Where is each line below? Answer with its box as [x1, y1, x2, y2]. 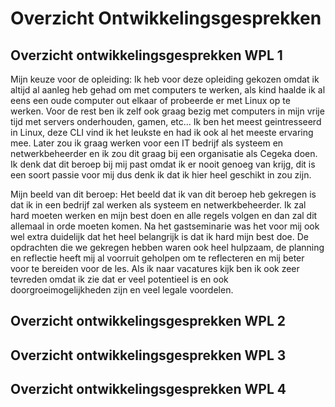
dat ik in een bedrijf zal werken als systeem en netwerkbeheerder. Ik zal [10, 199, 307, 211]
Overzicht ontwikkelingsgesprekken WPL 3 [10, 347, 287, 364]
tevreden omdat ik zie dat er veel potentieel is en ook [10, 273, 229, 285]
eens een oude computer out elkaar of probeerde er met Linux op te [10, 95, 291, 106]
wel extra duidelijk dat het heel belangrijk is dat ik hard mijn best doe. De [10, 231, 309, 242]
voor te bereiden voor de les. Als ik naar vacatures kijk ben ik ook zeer [10, 263, 300, 274]
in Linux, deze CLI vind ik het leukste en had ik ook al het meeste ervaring [10, 127, 314, 138]
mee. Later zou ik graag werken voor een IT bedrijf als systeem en [10, 137, 284, 149]
